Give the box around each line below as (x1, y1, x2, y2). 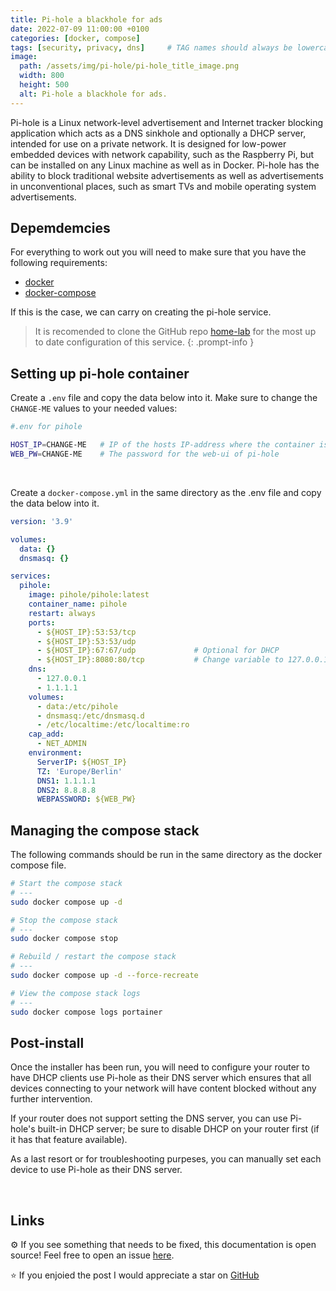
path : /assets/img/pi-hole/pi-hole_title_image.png (19, 61, 240, 71)
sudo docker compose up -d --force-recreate (10, 971, 199, 981)
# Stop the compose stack (10, 915, 118, 925)
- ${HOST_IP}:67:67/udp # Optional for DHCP (36, 646, 280, 656)
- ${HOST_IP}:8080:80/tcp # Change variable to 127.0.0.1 (36, 655, 329, 665)
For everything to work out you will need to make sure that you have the (10, 246, 307, 258)
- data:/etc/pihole (36, 701, 118, 711)
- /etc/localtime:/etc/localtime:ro (36, 720, 190, 730)
